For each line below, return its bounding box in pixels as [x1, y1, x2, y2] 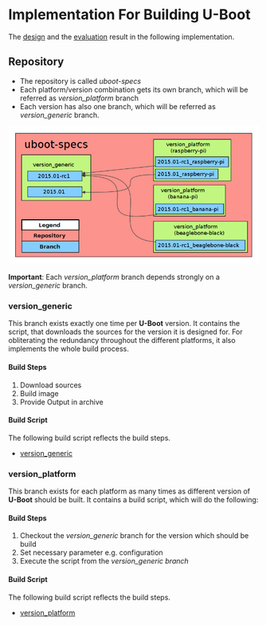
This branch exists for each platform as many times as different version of [8, 486, 251, 496]
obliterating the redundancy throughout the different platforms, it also [8, 336, 237, 345]
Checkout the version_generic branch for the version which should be [19, 531, 249, 540]
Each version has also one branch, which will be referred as [19, 101, 217, 111]
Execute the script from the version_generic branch [19, 556, 189, 566]
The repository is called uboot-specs [19, 76, 142, 85]
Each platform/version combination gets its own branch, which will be [19, 85, 248, 94]
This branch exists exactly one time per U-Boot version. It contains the [8, 319, 241, 328]
